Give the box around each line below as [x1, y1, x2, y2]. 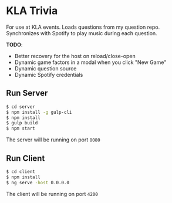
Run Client [6, 153, 45, 163]
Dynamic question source [14, 65, 77, 72]
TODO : [6, 41, 23, 48]
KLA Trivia [6, 4, 58, 18]
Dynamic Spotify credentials [14, 71, 83, 78]
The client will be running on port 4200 [6, 190, 98, 197]
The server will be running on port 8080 [6, 136, 101, 143]
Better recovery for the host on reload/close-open [14, 52, 136, 59]
